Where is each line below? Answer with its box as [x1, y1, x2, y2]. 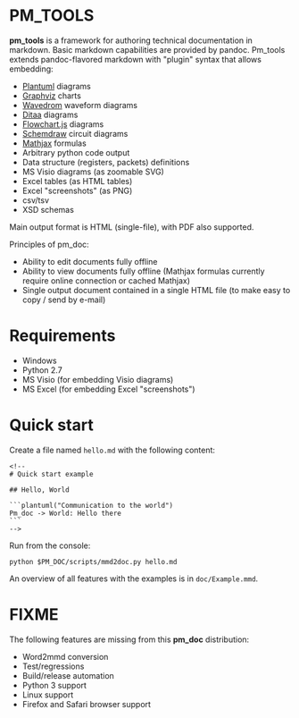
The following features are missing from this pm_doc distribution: [9, 634, 250, 645]
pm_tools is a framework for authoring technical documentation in [9, 35, 253, 46]
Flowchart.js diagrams [21, 118, 104, 130]
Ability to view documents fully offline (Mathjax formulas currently [21, 266, 265, 276]
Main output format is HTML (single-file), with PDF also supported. [9, 221, 254, 232]
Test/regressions [21, 661, 85, 672]
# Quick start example [9, 469, 94, 478]
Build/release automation [21, 670, 114, 680]
